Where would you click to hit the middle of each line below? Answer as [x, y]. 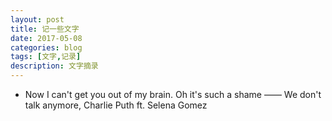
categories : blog [46, 47]
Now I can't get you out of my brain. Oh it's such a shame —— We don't [173, 94]
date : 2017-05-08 [46, 38]
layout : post [37, 19]
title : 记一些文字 [45, 29]
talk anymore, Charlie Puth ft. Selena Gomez [116, 105]
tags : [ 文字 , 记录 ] [46, 57]
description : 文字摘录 [54, 66]
